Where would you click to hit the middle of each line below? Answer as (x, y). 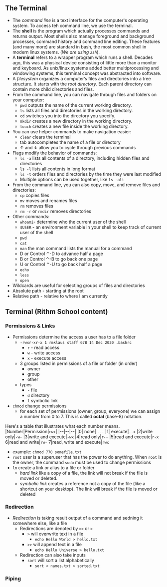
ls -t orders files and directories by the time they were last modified (90, 174)
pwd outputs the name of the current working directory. (76, 105)
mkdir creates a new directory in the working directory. (76, 121)
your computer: (28, 100)
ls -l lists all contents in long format (58, 169)
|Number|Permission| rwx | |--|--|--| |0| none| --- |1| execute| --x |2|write (79, 431)
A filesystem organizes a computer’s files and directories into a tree (82, 78)
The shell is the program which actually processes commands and (81, 31)
